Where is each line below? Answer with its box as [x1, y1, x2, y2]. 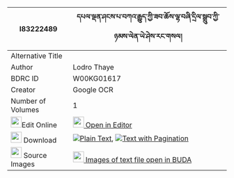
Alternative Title [10, 51, 63, 60]
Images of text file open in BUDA [85, 155, 192, 164]
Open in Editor [85, 120, 132, 129]
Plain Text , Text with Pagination [79, 133, 189, 143]
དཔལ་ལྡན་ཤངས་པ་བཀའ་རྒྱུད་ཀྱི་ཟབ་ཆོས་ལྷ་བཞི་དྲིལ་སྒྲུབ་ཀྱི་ [76, 12, 219, 22]
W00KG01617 [72, 74, 122, 83]
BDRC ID [10, 74, 40, 83]
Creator [10, 85, 36, 95]
